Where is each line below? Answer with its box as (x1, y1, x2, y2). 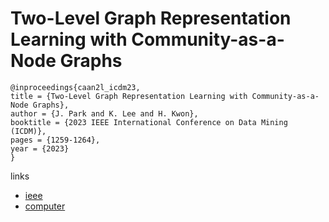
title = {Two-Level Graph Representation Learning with (10, 91, 248, 101)
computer (24, 200, 66, 212)
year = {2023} (10, 143, 70, 154)
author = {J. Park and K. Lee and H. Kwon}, (10, 108, 199, 119)
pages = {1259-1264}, (10, 135, 101, 145)
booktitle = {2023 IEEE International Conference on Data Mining (10, 117, 288, 127)
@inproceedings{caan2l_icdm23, (10, 82, 141, 92)
